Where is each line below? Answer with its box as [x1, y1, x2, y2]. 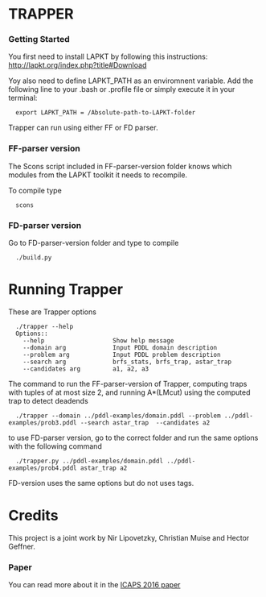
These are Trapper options [8, 307, 96, 317]
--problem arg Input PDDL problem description [23, 351, 221, 359]
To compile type [8, 185, 62, 195]
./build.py [15, 254, 52, 262]
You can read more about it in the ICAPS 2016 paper [8, 580, 181, 590]
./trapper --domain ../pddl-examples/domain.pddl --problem [15, 412, 221, 420]
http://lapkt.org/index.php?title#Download [8, 60, 147, 70]
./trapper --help [15, 323, 74, 331]
